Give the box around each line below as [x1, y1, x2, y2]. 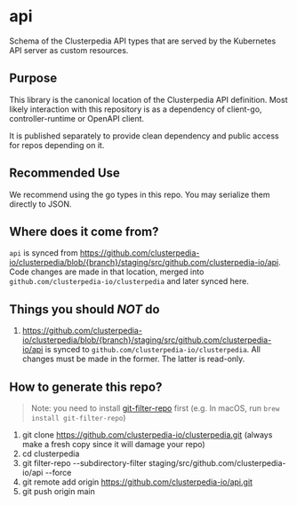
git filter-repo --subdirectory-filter [21, 458, 147, 468]
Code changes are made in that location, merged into [9, 266, 205, 277]
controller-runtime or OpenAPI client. [9, 113, 145, 123]
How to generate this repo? [9, 379, 163, 394]
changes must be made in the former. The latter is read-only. [21, 353, 245, 365]
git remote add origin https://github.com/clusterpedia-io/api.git [21, 477, 253, 487]
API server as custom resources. [9, 44, 129, 55]
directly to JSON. [9, 198, 73, 209]
